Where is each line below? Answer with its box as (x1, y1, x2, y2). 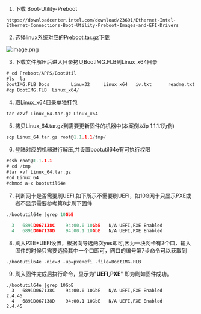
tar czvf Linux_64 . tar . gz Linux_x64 (6, 111, 98, 117)
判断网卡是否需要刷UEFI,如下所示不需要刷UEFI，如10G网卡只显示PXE (14, 192, 187, 199)
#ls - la (6, 76, 26, 82)
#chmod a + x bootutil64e (6, 180, 66, 186)
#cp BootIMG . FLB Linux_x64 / (6, 87, 79, 93)
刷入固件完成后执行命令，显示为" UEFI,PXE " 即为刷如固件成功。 (14, 270, 173, 278)
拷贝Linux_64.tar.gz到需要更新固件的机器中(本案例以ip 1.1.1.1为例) (14, 122, 175, 129)
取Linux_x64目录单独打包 (14, 99, 78, 106)
